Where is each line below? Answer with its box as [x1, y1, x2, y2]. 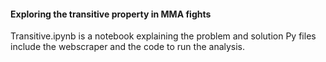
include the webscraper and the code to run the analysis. [10, 41, 246, 53]
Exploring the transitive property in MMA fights [10, 8, 212, 20]
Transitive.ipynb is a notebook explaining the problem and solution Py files [10, 30, 317, 42]
